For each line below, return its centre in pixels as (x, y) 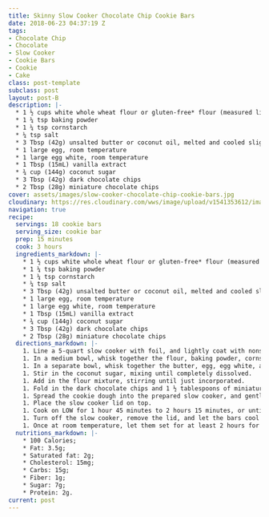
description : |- (35, 105)
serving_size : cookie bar (59, 232)
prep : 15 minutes (44, 240)
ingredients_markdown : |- (59, 254)
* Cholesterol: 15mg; (58, 463)
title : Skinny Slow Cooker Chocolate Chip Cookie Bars (102, 16)
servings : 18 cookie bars (59, 224)
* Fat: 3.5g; (44, 448)
